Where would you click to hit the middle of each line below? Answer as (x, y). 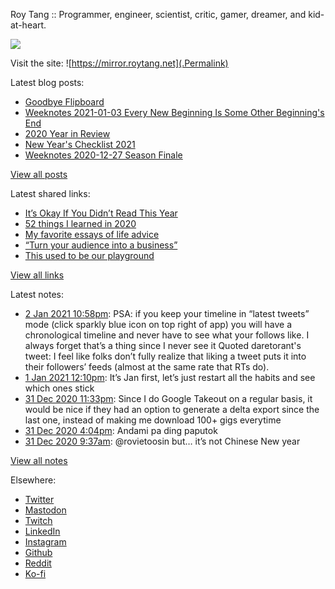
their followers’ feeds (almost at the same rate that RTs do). (147, 367)
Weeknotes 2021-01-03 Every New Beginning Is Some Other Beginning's (174, 112)
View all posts (39, 174)
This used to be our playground (89, 255)
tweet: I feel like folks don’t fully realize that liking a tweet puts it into (165, 356)
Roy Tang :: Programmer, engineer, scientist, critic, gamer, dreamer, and (158, 14)
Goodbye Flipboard (64, 102)
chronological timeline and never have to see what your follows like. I (167, 335)
